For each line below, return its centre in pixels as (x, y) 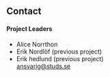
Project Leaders (29, 29)
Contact (24, 11)
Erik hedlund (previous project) (60, 58)
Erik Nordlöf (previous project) (59, 52)
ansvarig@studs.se (43, 66)
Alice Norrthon (37, 44)
